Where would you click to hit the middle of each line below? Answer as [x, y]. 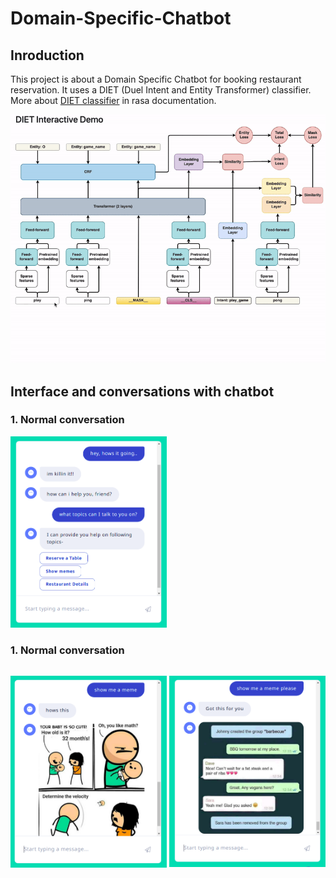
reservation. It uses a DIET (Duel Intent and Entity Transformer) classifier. [161, 90]
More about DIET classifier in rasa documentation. [113, 100]
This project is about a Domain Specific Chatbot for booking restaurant [156, 79]
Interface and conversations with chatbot [142, 391]
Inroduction [47, 55]
